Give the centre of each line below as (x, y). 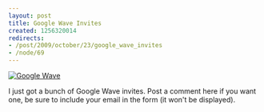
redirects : (26, 38)
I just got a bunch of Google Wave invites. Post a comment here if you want (132, 91)
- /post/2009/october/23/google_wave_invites (85, 46)
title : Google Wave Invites (55, 23)
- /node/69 (26, 53)
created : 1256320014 (43, 30)
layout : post (30, 16)
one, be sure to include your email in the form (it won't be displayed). (122, 100)
